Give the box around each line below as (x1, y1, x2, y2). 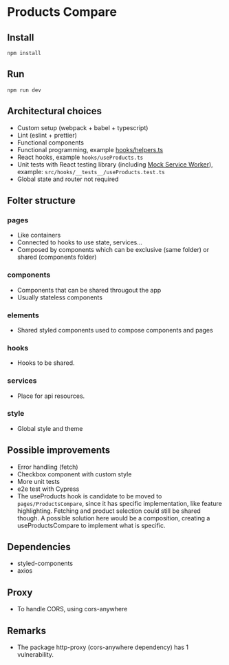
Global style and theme (17, 424, 83, 432)
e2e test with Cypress (17, 485, 80, 493)
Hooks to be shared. (17, 359, 75, 367)
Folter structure (7, 195, 76, 207)
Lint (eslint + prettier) (17, 131, 78, 139)
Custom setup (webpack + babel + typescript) (17, 123, 149, 131)
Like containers (17, 231, 61, 240)
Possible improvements (7, 445, 111, 456)
